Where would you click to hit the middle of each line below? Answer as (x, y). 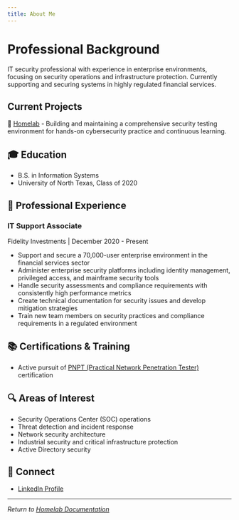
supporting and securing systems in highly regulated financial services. (112, 84)
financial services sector (54, 262)
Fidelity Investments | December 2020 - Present (78, 241)
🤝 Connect (31, 471)
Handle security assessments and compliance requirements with (112, 285)
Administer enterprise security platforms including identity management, (124, 270)
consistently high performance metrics (74, 292)
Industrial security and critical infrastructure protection (98, 442)
